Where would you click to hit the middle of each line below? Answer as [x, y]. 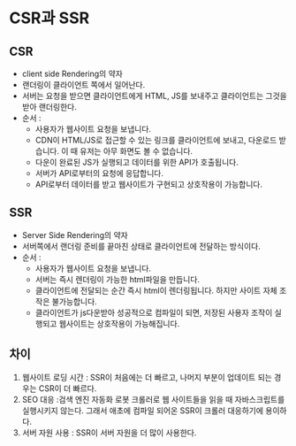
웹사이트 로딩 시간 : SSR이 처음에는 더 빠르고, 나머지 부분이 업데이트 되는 [147, 377]
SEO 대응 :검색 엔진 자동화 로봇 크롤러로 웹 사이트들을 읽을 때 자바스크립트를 [153, 399]
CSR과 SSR [49, 18]
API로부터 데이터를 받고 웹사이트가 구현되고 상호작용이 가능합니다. [149, 184]
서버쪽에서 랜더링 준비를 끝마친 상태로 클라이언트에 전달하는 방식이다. [141, 246]
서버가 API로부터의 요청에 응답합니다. [99, 173]
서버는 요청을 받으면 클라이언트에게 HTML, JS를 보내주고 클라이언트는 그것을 [154, 96]
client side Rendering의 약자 [72, 73]
